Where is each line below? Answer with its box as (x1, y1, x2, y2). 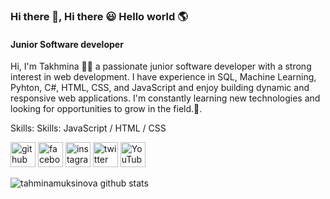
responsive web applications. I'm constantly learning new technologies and (10, 92, 321, 104)
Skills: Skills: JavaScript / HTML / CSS (10, 122, 167, 134)
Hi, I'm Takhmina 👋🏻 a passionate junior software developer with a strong (10, 60, 312, 73)
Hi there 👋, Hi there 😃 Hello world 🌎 (10, 9, 188, 23)
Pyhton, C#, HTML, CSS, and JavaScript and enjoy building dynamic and (10, 82, 310, 94)
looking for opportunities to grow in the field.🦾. (10, 103, 203, 115)
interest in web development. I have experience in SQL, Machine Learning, (10, 71, 317, 83)
